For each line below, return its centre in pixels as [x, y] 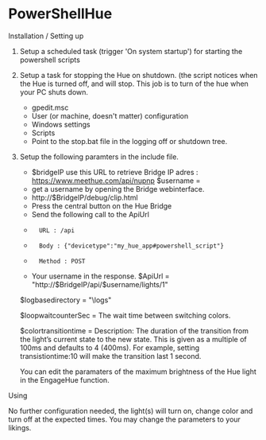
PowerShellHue [60, 14]
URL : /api [57, 230]
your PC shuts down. [54, 92]
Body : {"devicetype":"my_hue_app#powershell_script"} [131, 246]
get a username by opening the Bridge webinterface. [118, 189]
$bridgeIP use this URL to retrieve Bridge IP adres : [115, 172]
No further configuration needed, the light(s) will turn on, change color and [131, 411]
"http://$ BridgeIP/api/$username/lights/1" [100, 284]
